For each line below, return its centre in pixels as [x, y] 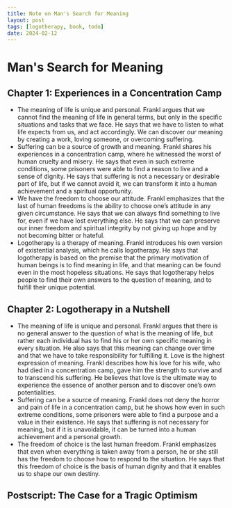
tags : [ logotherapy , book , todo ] [56, 26]
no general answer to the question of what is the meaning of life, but [115, 333]
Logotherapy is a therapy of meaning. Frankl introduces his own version [120, 243]
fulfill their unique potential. [56, 287]
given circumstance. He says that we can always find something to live [118, 214]
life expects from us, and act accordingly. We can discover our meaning [120, 132]
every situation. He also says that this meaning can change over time [116, 348]
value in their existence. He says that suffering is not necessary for [113, 422]
